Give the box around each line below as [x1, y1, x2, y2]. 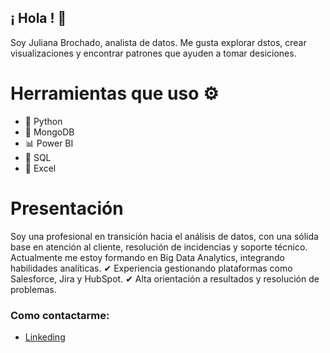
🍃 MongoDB [24, 126, 75, 138]
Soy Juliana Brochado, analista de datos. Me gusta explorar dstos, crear [10, 36, 307, 48]
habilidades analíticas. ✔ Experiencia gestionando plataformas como [10, 262, 293, 274]
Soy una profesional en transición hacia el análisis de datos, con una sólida [10, 230, 319, 242]
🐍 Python [24, 115, 63, 127]
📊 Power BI [24, 137, 74, 149]
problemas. [10, 283, 57, 295]
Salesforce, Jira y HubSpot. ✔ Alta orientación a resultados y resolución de [10, 272, 320, 285]
